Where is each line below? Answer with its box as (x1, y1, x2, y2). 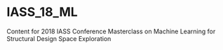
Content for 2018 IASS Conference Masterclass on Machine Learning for (6, 27, 216, 35)
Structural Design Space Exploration (6, 34, 111, 42)
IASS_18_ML (6, 4, 78, 20)
